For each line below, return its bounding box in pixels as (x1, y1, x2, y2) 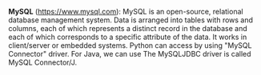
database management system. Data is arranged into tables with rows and (8, 15, 254, 25)
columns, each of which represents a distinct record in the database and (8, 24, 248, 33)
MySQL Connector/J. (8, 57, 78, 67)
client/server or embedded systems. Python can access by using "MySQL (8, 41, 252, 50)
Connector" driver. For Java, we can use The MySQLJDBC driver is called (8, 49, 251, 58)
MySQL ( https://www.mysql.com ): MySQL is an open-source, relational (8, 7, 243, 16)
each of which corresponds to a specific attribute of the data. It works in (8, 32, 247, 41)
